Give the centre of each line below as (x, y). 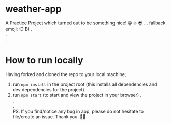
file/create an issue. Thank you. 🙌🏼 (49, 117)
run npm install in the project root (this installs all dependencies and (85, 84)
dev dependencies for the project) (49, 89)
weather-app (34, 9)
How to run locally (44, 60)
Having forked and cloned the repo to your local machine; (66, 74)
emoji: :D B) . (19, 29)
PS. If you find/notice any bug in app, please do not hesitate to (78, 111)
